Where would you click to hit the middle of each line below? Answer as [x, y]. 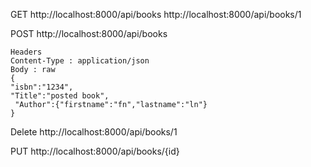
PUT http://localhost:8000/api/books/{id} [95, 151]
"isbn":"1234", [42, 87]
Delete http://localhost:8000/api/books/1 [94, 132]
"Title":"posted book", [60, 96]
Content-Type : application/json [80, 61]
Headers [26, 52]
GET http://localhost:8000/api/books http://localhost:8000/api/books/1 [156, 14]
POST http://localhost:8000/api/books [89, 33]
